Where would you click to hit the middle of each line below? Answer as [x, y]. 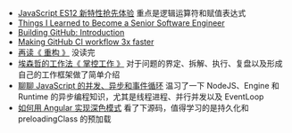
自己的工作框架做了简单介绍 [69, 74]
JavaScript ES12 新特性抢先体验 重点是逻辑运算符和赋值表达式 [132, 13]
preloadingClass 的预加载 [64, 119]
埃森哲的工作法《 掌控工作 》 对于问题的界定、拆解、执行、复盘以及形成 [150, 63]
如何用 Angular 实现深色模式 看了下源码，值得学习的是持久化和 [133, 108]
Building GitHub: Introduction [71, 32]
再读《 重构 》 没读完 [56, 52]
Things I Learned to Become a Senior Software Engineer [121, 23]
